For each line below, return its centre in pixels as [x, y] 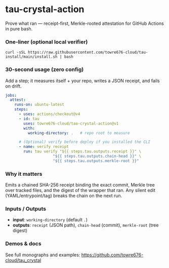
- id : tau [29, 119]
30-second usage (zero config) [45, 69]
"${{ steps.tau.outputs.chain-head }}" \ [97, 156]
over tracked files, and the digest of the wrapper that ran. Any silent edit [80, 190]
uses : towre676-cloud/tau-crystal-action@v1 [71, 123]
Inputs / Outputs [26, 209]
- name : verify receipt [44, 147]
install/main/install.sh [31, 57]
